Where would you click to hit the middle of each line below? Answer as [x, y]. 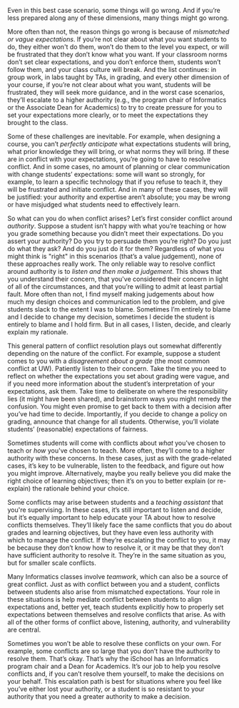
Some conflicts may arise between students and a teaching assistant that [115, 502]
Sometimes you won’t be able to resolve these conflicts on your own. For [115, 643]
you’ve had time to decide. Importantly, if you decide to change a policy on [117, 414]
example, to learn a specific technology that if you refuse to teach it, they [115, 182]
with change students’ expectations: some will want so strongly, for [106, 174]
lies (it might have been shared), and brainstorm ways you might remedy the [119, 399]
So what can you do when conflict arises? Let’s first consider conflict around [120, 218]
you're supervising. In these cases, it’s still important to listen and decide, [115, 510]
